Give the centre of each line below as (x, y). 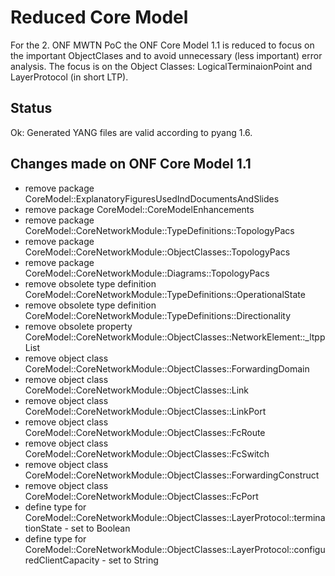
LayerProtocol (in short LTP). (69, 77)
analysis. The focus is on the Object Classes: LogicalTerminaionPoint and (161, 66)
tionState (43, 528)
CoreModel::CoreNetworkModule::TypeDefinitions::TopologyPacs (159, 230)
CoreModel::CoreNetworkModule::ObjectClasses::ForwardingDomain (167, 368)
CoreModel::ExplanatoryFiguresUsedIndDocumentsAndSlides (152, 198)
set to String (133, 560)
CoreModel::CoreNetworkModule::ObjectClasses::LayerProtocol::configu (175, 549)
